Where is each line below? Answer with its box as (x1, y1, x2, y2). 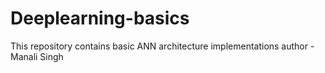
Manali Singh (10, 50, 64, 62)
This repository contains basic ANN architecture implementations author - (10, 40, 315, 52)
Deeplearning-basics (10, 7, 190, 30)
